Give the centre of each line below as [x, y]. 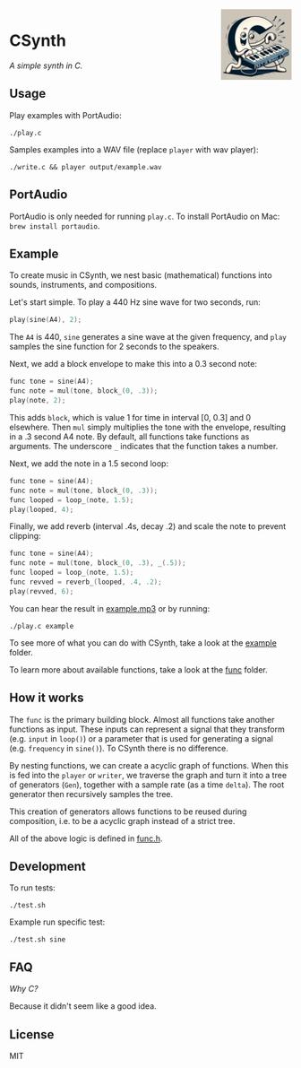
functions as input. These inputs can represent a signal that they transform [147, 729]
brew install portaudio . [55, 226]
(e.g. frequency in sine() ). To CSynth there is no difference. [119, 748]
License [32, 1034]
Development [48, 866]
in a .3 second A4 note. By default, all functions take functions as [129, 436]
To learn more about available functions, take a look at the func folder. [139, 669]
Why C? [24, 989]
